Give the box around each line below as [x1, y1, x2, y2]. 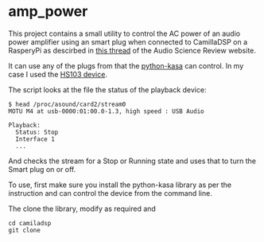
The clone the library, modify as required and [8, 204, 157, 213]
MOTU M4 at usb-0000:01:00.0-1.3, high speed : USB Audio [8, 107, 204, 115]
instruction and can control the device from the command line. [8, 188, 212, 197]
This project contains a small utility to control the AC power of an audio [8, 29, 241, 38]
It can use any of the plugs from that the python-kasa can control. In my [8, 60, 244, 70]
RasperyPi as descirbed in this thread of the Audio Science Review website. [8, 45, 257, 55]
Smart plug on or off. [8, 164, 76, 174]
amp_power [8, 2, 88, 21]
